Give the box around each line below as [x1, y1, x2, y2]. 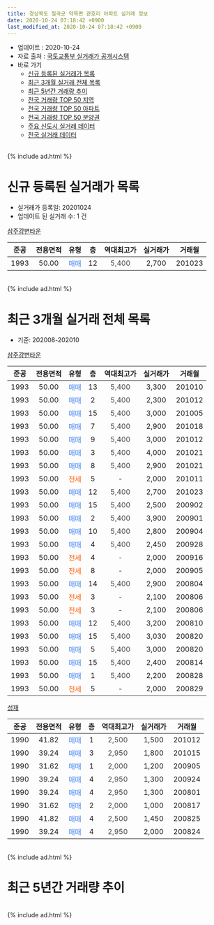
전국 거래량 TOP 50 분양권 [27, 113, 100, 122]
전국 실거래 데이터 [27, 131, 77, 139]
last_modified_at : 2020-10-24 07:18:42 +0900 [7, 23, 142, 30]
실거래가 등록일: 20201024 [17, 204, 92, 212]
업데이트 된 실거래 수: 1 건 [17, 212, 87, 220]
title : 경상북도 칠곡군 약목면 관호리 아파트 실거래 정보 [7, 10, 148, 17]
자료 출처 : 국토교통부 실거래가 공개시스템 [17, 52, 130, 60]
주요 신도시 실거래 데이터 [27, 122, 95, 130]
